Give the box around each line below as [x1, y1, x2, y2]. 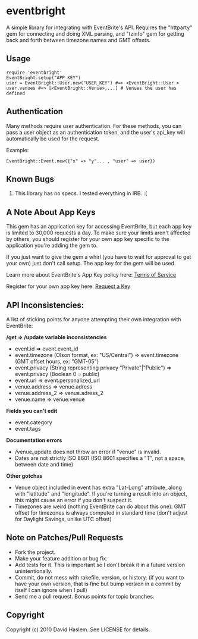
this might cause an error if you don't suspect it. [14, 497, 133, 503]
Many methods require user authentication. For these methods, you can [6, 122, 182, 129]
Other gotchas [6, 472, 43, 480]
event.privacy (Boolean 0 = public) [14, 371, 100, 377]
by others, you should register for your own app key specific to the [6, 236, 169, 243]
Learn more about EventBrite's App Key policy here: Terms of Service [6, 271, 177, 278]
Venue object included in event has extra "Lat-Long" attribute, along [14, 484, 183, 491]
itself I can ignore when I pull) [14, 586, 87, 593]
